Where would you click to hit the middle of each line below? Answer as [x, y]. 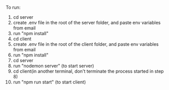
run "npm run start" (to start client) [49, 82]
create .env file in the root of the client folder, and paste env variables [86, 44]
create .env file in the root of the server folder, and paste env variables [87, 23]
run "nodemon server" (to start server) [54, 66]
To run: [13, 7]
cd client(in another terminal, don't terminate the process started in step [88, 71]
